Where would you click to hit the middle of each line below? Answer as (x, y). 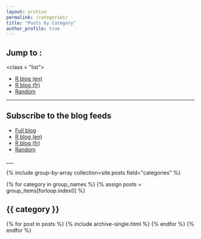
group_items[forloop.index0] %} (46, 190)
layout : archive (26, 12)
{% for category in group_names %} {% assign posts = (74, 184)
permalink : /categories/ (37, 17)
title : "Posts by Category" (41, 23)
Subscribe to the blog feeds (59, 116)
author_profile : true (33, 28)
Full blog (25, 130)
